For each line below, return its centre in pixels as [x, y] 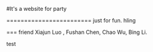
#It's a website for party [37, 9]
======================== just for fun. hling [71, 20]
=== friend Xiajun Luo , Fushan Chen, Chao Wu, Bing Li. [77, 32]
